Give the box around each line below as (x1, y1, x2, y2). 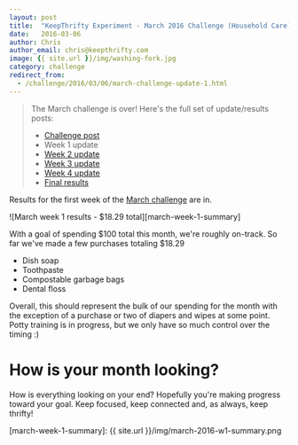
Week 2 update (43, 148, 100, 160)
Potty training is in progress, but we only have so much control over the (9, 319, 271, 330)
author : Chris (9, 37, 62, 47)
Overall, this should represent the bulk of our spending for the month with (9, 301, 278, 311)
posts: (30, 113, 55, 123)
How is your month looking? (9, 360, 220, 379)
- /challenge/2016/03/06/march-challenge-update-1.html (17, 79, 228, 88)
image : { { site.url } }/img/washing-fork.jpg (9, 54, 176, 63)
